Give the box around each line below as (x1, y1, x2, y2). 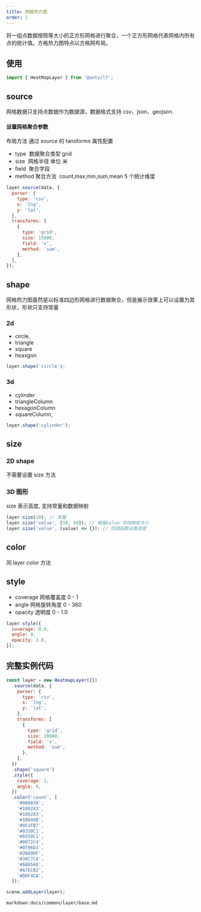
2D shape (6, 457, 35, 465)
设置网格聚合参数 (6, 123, 48, 130)
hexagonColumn (14, 404, 56, 412)
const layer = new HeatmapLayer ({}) (6, 677, 98, 683)
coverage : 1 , (17, 777, 50, 784)
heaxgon (14, 352, 37, 359)
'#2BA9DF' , (17, 851, 44, 857)
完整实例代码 (6, 661, 54, 671)
